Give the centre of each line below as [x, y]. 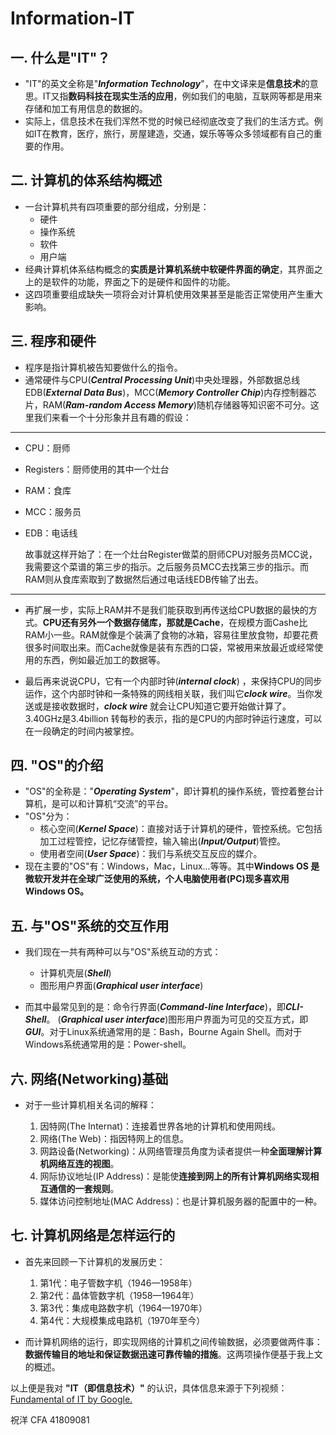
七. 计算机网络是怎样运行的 [93, 1235]
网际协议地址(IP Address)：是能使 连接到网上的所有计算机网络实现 [175, 1176]
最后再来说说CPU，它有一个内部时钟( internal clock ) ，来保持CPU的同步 [173, 681]
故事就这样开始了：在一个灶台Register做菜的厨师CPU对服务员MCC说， [171, 554]
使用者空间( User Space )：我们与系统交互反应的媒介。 [151, 854]
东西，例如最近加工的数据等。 [104, 659]
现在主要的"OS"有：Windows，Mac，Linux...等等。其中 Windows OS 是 [172, 866]
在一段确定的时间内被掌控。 [82, 731]
